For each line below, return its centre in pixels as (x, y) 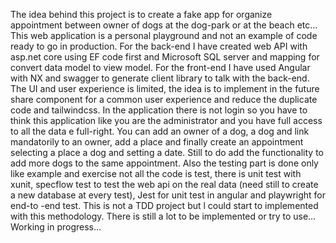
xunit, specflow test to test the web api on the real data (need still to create (164, 184)
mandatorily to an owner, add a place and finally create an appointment (157, 142)
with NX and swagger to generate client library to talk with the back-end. (160, 78)
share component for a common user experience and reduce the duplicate (164, 99)
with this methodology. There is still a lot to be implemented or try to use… (163, 216)
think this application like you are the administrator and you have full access (166, 120)
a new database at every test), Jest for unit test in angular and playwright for (168, 195)
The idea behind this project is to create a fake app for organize (141, 14)
